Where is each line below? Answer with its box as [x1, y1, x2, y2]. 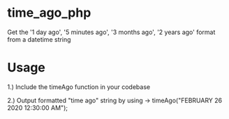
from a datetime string [7, 35, 71, 43]
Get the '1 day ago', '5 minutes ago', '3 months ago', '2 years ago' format [7, 28, 216, 36]
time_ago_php [7, 5, 91, 21]
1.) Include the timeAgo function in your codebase [7, 82, 151, 91]
